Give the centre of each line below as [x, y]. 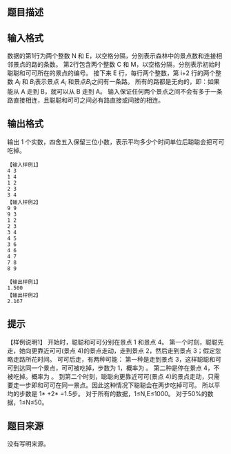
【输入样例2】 [24, 202]
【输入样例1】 [24, 165]
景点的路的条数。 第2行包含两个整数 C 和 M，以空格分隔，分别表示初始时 [117, 65]
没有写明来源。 [28, 444]
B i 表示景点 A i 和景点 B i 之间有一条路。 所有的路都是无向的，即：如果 [125, 83]
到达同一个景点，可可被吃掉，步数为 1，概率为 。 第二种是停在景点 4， [113, 368]
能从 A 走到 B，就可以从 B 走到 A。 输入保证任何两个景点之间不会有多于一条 [115, 91]
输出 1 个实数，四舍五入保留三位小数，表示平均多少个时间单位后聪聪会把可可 [116, 142]
